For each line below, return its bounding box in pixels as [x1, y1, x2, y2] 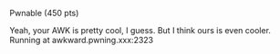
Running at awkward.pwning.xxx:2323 [9, 35, 154, 45]
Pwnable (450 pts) [9, 8, 79, 18]
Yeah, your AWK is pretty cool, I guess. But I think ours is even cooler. [9, 25, 272, 35]
